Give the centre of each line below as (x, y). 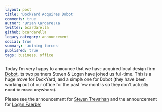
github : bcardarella (26, 32)
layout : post (18, 10)
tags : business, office (29, 55)
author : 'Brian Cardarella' (34, 23)
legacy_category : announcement (37, 37)
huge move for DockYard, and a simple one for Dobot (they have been (75, 79)
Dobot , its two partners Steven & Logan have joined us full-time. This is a (78, 74)
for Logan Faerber (23, 104)
